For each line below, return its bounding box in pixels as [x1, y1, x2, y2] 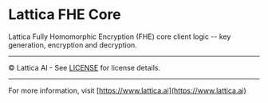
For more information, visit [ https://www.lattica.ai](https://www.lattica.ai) [8, 86, 247, 95]
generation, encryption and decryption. [8, 40, 137, 49]
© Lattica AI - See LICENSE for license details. [8, 63, 161, 72]
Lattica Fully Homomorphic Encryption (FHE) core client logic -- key [8, 32, 231, 41]
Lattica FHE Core [8, 6, 121, 24]
